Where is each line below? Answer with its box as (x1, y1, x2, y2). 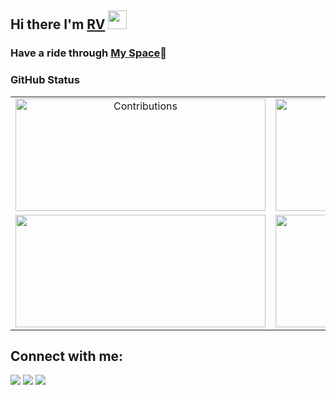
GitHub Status (10, 73, 80, 87)
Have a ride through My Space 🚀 (10, 46, 168, 60)
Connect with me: (10, 348, 124, 365)
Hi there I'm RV (10, 16, 106, 33)
